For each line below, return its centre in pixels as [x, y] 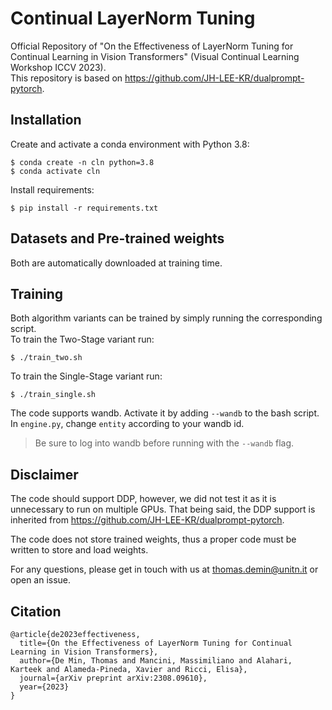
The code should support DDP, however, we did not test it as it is [143, 499]
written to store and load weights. [79, 550]
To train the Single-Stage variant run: [86, 376]
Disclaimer [44, 474]
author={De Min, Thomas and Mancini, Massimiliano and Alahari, [156, 661]
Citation [36, 611]
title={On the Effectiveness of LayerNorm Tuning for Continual [156, 643]
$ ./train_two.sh [46, 358]
